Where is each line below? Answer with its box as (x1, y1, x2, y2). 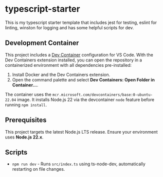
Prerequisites (5, 116, 47, 124)
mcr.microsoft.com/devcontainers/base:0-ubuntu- (52, 92, 153, 97)
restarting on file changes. (12, 166, 65, 172)
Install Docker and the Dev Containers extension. (12, 72, 110, 78)
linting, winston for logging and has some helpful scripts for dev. (5, 24, 134, 30)
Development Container (5, 39, 79, 47)
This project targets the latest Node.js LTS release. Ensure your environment (5, 129, 158, 135)
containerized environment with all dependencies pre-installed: (5, 62, 132, 68)
